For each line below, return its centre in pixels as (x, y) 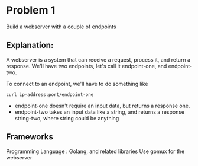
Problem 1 (31, 10)
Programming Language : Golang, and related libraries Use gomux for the (95, 151)
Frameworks (30, 137)
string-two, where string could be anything (67, 118)
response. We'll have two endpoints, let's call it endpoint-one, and (87, 66)
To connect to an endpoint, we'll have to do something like (77, 84)
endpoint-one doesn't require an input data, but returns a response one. (102, 106)
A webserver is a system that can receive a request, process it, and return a (98, 59)
